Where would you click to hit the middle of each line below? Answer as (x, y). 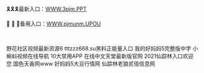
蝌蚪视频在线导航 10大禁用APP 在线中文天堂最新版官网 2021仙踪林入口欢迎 (100, 56)
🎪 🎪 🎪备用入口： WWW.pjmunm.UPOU (54, 24)
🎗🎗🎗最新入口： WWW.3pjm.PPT (47, 9)
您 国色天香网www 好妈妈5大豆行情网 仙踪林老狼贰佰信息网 (81, 64)
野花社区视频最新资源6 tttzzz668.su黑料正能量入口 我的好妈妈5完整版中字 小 (102, 48)
